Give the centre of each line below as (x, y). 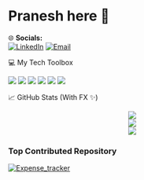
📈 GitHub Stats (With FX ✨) (53, 97)
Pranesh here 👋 (59, 16)
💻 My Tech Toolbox (41, 62)
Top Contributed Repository (63, 151)
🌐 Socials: (26, 38)
